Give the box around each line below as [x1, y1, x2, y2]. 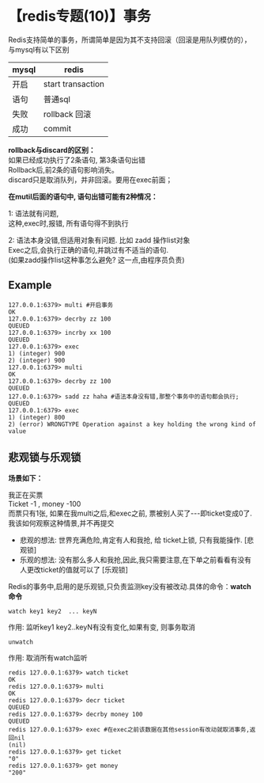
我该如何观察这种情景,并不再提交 [8, 518, 115, 527]
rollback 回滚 [43, 108, 92, 120]
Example [8, 279, 52, 292]
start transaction [43, 78, 105, 89]
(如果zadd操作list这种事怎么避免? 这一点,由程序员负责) [8, 255, 185, 264]
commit [43, 123, 72, 134]
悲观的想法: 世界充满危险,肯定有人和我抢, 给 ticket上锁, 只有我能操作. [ [19, 535, 247, 545]
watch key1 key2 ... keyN [8, 607, 97, 615]
